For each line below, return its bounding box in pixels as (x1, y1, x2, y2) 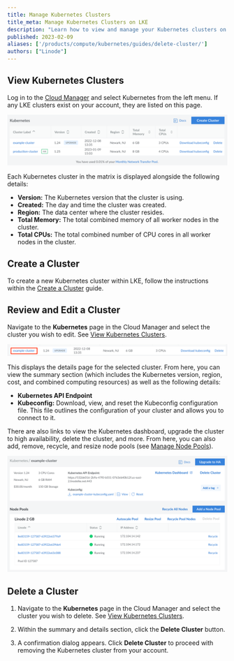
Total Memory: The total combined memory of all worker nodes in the (17, 215, 219, 223)
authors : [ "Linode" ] (7, 48, 68, 55)
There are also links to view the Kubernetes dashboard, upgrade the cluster (7, 427, 225, 436)
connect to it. (17, 414, 56, 422)
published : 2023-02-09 (7, 34, 73, 40)
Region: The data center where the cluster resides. (17, 208, 165, 216)
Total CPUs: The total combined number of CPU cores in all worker (17, 230, 211, 239)
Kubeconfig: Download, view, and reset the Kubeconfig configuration (17, 399, 219, 408)
